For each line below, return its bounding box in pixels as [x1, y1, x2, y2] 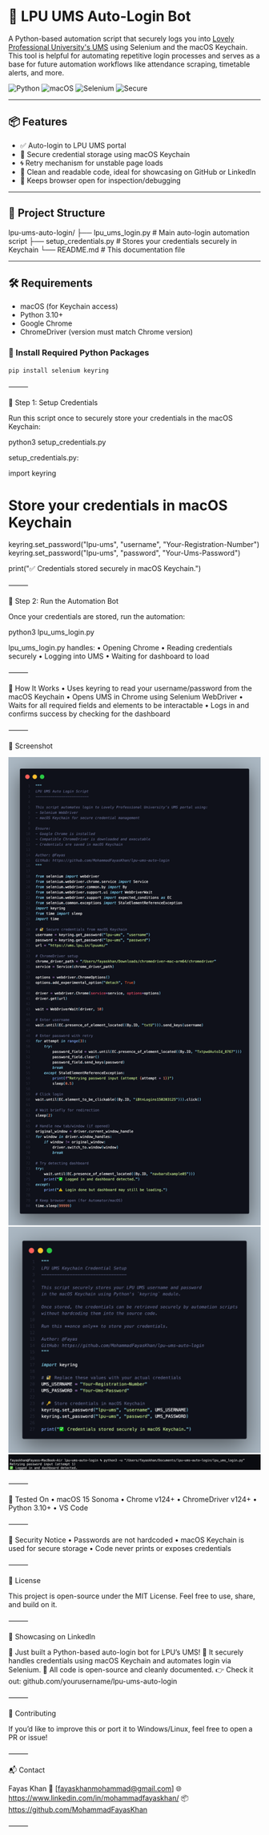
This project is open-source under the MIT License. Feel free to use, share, [8, 1591, 256, 1601]
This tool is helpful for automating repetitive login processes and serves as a [8, 51, 260, 60]
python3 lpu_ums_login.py [8, 627, 94, 637]
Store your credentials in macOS [8, 496, 228, 514]
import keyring [8, 468, 57, 478]
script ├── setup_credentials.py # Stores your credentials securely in [8, 236, 238, 245]
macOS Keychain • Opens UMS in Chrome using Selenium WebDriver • [8, 692, 243, 702]
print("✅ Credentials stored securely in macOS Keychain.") [8, 564, 202, 573]
